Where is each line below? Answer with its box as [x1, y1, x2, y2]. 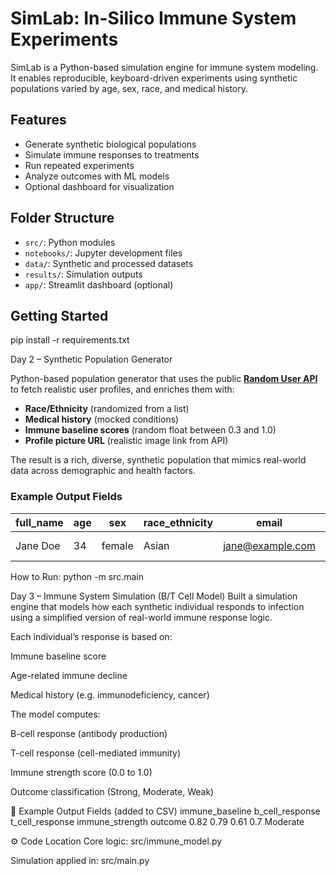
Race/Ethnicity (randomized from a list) [24, 403, 190, 415]
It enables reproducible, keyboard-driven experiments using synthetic [10, 72, 298, 84]
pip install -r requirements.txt [10, 334, 130, 346]
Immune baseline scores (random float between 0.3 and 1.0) [24, 424, 277, 436]
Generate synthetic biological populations [24, 138, 197, 150]
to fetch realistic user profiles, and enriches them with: [10, 383, 235, 396]
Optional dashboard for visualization [24, 180, 175, 192]
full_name [15, 515, 64, 529]
